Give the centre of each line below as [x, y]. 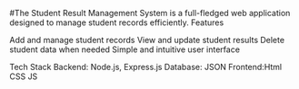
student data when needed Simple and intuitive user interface [125, 49]
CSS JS [24, 76]
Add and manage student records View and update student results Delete [147, 40]
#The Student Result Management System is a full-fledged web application [150, 13]
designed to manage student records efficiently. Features [117, 22]
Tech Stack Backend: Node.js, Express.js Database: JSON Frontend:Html [146, 67]
